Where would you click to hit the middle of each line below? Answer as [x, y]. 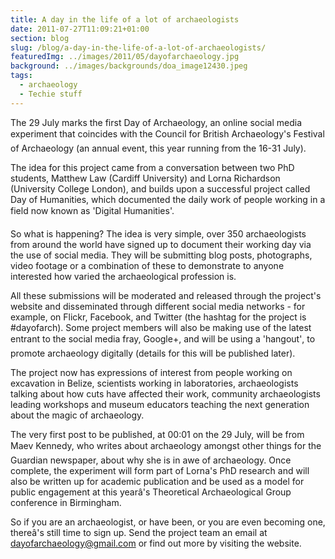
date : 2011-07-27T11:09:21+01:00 [80, 29]
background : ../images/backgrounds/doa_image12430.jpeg [129, 66]
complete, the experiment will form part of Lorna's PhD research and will [160, 470]
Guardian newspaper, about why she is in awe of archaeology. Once [151, 460]
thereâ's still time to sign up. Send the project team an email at [139, 532]
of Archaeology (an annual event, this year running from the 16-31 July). [158, 148]
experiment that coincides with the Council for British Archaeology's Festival [167, 133]
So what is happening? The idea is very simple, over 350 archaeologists [158, 233]
